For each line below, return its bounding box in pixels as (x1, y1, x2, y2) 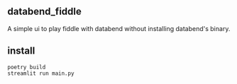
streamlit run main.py (7, 70, 75, 77)
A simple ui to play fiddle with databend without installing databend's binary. (7, 24, 231, 32)
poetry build (7, 64, 46, 71)
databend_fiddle (7, 6, 82, 18)
